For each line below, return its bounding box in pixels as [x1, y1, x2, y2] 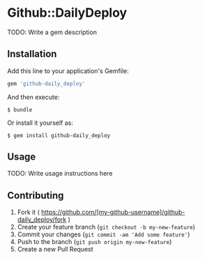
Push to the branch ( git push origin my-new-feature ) [17, 238, 172, 246]
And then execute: [7, 93, 60, 101]
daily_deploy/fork [17, 215, 67, 224]
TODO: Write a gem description [7, 28, 98, 36]
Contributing [7, 190, 64, 201]
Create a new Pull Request [17, 245, 94, 254]
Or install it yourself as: [7, 118, 73, 127]
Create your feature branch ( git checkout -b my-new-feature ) [17, 223, 196, 231]
